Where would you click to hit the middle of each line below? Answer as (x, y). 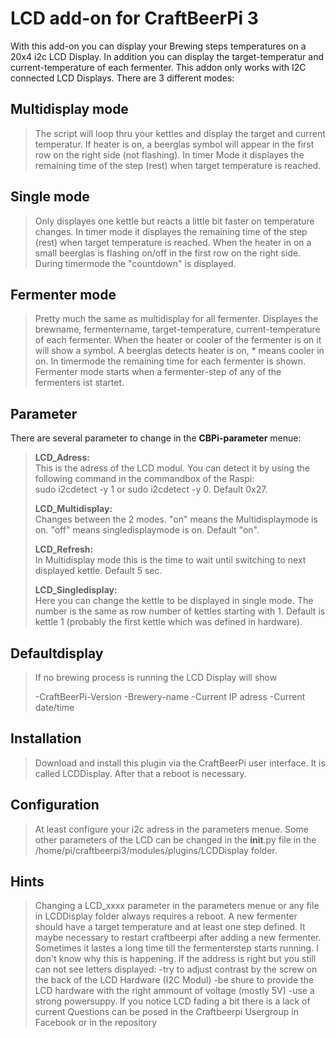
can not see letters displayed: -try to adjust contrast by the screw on (176, 969)
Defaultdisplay (57, 653)
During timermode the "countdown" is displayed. (135, 263)
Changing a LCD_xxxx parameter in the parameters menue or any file (177, 906)
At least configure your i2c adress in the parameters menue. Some (171, 829)
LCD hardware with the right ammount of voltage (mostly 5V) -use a (174, 991)
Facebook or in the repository (96, 1023)
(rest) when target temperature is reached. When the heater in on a (173, 242)
